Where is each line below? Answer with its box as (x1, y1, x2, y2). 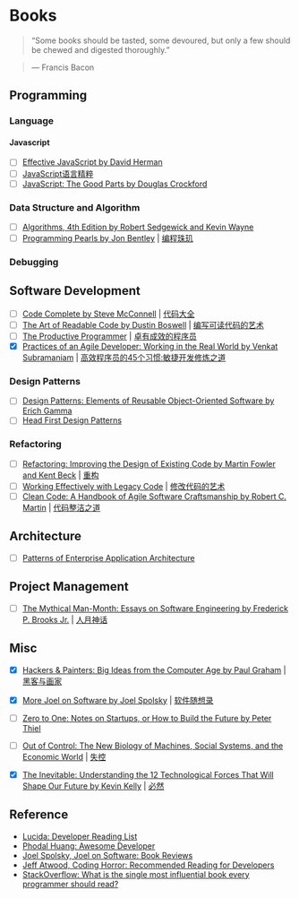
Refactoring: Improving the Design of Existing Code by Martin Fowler (21, 458, 276, 469)
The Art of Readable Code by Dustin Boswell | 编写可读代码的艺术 (21, 319, 264, 330)
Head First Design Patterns (21, 415, 123, 426)
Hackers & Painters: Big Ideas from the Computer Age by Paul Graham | (21, 664, 286, 675)
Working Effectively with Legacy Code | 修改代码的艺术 (21, 480, 226, 491)
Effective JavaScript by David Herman (21, 157, 163, 168)
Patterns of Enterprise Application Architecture (21, 552, 195, 563)
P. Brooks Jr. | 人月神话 (21, 614, 108, 625)
